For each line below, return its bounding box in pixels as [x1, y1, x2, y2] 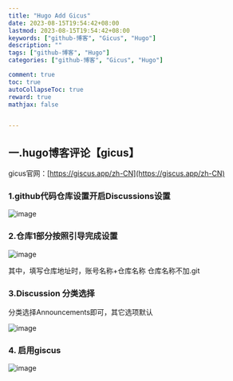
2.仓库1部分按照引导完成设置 [8, 231, 118, 242]
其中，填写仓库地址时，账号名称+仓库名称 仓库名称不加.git [8, 265, 200, 276]
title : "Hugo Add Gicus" [8, 11, 91, 20]
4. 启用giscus [8, 344, 61, 355]
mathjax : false [8, 101, 59, 109]
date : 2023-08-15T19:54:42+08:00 [8, 19, 120, 27]
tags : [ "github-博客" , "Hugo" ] [8, 49, 110, 57]
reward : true [8, 93, 52, 101]
